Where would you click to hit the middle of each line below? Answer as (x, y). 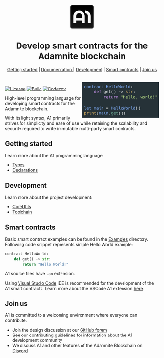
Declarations (25, 170)
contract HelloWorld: (27, 254)
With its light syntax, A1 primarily (38, 118)
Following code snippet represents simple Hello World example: (69, 244)
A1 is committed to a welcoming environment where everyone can (71, 315)
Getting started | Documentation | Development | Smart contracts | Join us (82, 69)
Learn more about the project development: (49, 197)
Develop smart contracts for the (82, 46)
